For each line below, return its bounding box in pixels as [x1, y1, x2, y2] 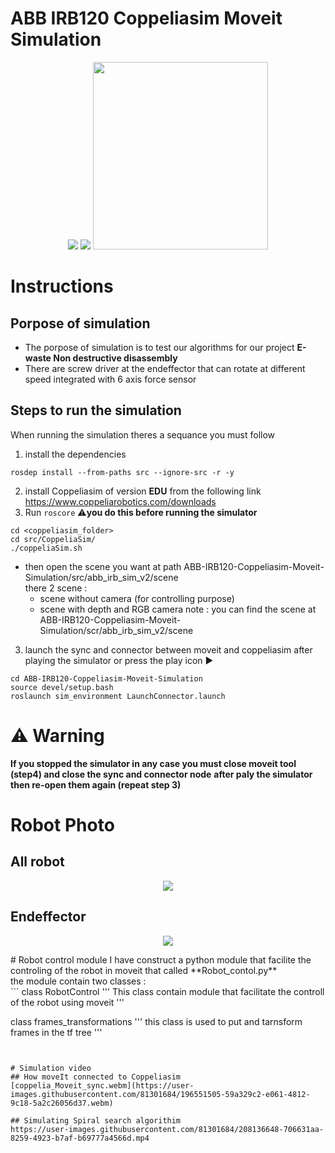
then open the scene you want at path [24, 560, 182, 572]
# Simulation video [10, 1063, 92, 1073]
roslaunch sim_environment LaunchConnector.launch [10, 691, 226, 701]
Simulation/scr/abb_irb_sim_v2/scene [39, 624, 194, 636]
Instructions [10, 275, 114, 298]
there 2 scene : [24, 582, 88, 594]
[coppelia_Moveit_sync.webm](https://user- [10, 1080, 195, 1091]
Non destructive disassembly [53, 352, 178, 364]
